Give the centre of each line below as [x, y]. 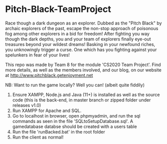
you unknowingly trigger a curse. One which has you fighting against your [81, 49]
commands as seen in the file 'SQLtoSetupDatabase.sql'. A [73, 121]
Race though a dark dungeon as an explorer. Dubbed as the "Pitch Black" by [83, 23]
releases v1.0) [27, 105]
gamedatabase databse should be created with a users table [75, 126]
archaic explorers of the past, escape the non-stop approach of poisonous [82, 28]
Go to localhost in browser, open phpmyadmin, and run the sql [76, 115]
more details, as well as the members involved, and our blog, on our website [83, 70]
